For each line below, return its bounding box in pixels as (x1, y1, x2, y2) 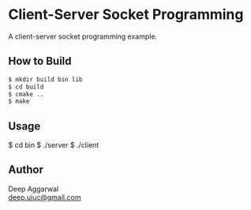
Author (8, 163, 43, 177)
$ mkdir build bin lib (8, 75, 83, 84)
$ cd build (8, 83, 44, 91)
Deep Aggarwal (8, 184, 59, 193)
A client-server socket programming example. (8, 32, 158, 41)
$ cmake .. (8, 90, 44, 98)
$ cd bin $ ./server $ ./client (8, 141, 99, 150)
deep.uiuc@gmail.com (8, 192, 81, 202)
